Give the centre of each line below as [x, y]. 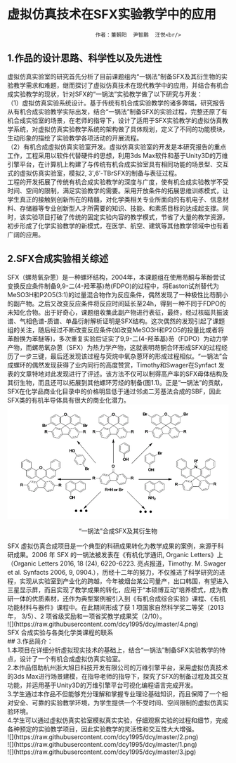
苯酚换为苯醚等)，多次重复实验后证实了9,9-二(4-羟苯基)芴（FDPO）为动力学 [118, 339]
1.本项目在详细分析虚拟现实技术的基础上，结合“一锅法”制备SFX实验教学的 [113, 650]
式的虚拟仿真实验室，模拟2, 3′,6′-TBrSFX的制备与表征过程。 [94, 173]
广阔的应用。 [26, 234]
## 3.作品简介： [31, 641]
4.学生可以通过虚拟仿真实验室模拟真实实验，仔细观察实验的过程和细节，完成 [118, 720]
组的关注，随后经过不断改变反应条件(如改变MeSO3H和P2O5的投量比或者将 [116, 330]
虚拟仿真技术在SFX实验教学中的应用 [112, 14]
